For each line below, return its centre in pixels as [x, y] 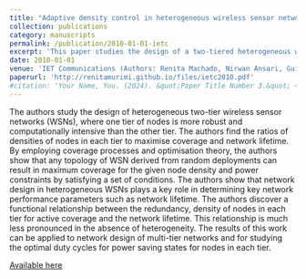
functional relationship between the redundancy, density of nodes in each [148, 208]
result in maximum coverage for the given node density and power [134, 170]
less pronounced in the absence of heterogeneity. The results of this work [148, 228]
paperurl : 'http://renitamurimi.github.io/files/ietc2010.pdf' [132, 77]
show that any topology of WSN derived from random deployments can [143, 160]
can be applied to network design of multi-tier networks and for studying [146, 237]
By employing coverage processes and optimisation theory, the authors [143, 150]
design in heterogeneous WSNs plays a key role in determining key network [152, 189]
